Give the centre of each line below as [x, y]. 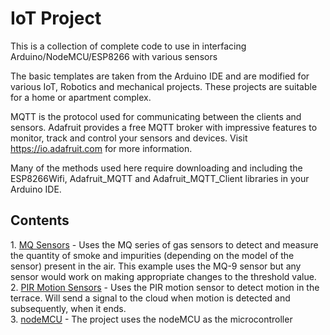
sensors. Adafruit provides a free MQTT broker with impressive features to [164, 127]
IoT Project [56, 18]
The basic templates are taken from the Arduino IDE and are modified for [160, 76]
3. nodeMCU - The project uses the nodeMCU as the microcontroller [151, 319]
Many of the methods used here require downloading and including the [156, 168]
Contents [40, 220]
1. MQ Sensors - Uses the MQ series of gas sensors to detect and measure [164, 244]
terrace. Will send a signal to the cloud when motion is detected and [150, 298]
